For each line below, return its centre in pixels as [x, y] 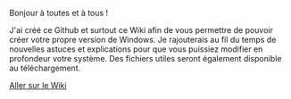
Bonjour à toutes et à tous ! [59, 13]
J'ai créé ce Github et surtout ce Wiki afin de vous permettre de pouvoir [141, 30]
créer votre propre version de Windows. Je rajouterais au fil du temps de [143, 40]
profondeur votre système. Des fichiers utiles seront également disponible [145, 58]
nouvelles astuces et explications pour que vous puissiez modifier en [136, 49]
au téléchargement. [45, 68]
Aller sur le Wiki [38, 85]
